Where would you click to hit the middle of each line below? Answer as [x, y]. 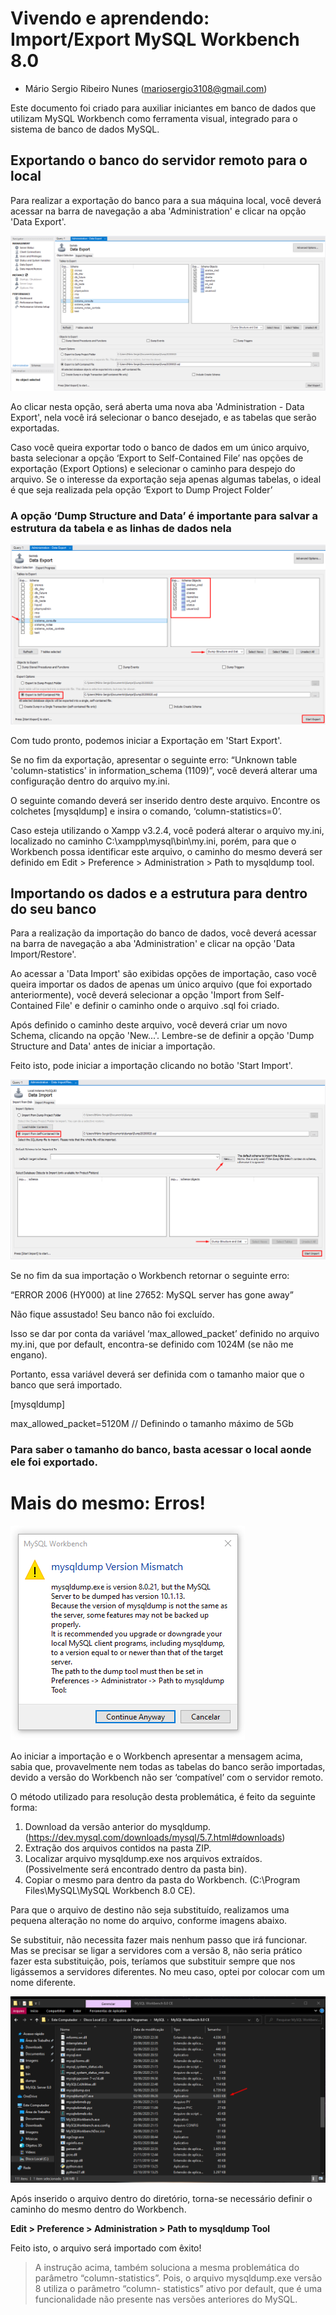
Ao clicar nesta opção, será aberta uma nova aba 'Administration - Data [157, 406]
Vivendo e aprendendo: [110, 18]
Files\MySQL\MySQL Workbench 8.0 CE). [110, 1891]
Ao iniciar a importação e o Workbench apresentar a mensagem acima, [156, 1756]
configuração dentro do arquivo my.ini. [90, 781]
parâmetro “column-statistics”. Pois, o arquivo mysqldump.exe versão [178, 2278]
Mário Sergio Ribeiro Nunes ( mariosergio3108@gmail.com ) [146, 88]
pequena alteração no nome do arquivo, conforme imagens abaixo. [149, 1921]
